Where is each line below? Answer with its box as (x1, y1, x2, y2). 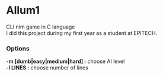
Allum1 (6, 4, 40, 17)
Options (6, 44, 30, 52)
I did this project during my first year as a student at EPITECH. (6, 29, 158, 36)
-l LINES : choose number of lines (6, 64, 89, 71)
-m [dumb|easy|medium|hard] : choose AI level (6, 58, 125, 65)
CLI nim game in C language (6, 23, 75, 30)
